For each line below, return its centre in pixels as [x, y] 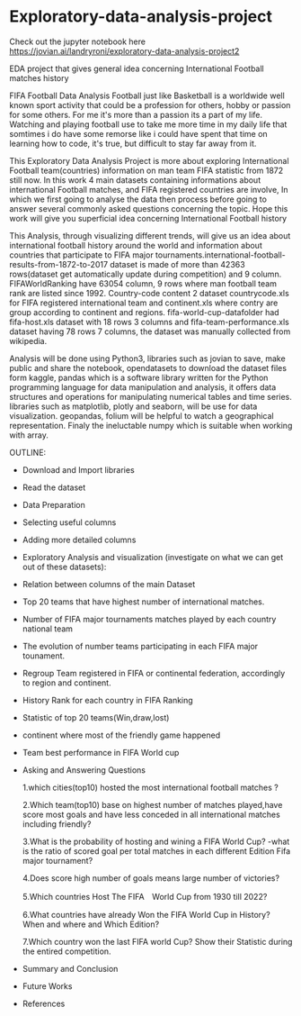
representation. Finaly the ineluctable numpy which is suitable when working [151, 425]
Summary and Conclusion [70, 968]
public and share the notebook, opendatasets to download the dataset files [148, 367]
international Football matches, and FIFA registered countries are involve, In [149, 189]
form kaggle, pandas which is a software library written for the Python [139, 377]
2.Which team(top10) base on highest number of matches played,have [152, 804]
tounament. [44, 656]
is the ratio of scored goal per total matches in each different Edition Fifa [156, 851]
